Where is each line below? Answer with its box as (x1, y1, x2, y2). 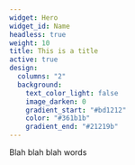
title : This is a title (9, 47, 99, 56)
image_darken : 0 (25, 96, 87, 106)
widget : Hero (9, 13, 58, 23)
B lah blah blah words (9, 147, 87, 158)
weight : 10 (9, 38, 50, 48)
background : (17, 80, 63, 89)
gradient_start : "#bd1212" (25, 105, 127, 115)
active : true (9, 55, 58, 64)
